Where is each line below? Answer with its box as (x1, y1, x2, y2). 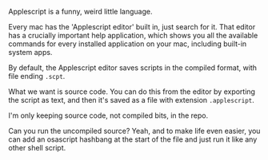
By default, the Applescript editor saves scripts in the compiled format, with (8, 63, 258, 72)
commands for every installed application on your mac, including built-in (8, 39, 247, 49)
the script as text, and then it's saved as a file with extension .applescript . (8, 96, 254, 104)
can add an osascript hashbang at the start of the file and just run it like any (8, 135, 258, 144)
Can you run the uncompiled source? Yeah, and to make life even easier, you (8, 127, 261, 135)
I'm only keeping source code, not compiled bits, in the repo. (8, 111, 209, 120)
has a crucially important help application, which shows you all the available (8, 31, 258, 40)
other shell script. (8, 143, 66, 152)
